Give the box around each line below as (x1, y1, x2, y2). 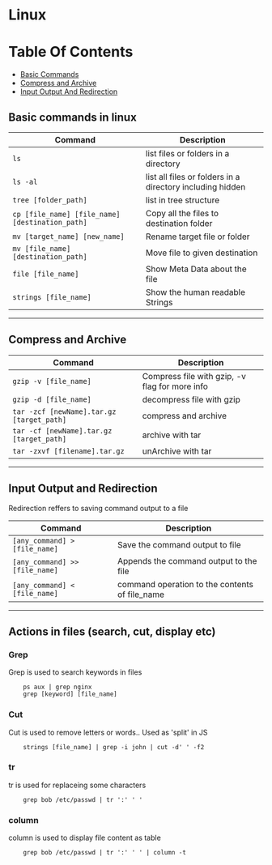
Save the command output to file (117, 539, 241, 550)
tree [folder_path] (12, 195, 87, 204)
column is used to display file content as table (8, 833, 162, 843)
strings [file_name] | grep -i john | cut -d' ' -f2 (23, 743, 205, 751)
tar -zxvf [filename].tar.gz (12, 446, 125, 455)
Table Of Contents (8, 43, 134, 62)
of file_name (117, 589, 164, 600)
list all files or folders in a (145, 171, 240, 182)
